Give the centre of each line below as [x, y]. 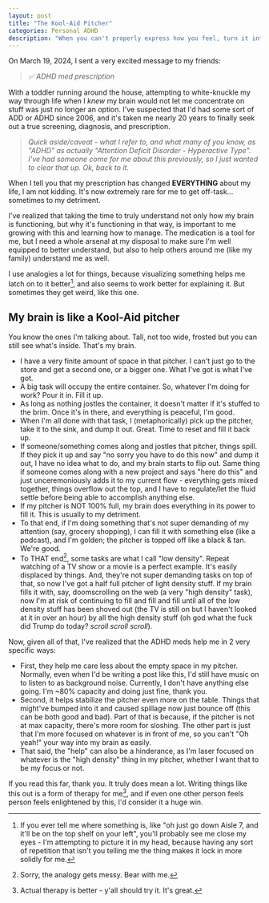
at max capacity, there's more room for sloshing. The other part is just [135, 726]
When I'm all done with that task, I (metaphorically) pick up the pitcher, [137, 420]
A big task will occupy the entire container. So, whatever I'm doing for [134, 387]
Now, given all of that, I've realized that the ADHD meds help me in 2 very [129, 642]
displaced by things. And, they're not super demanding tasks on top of [136, 575]
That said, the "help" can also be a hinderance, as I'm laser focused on [137, 751]
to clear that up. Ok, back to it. [78, 168]
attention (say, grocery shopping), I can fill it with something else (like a [138, 531]
